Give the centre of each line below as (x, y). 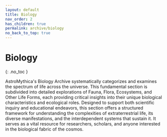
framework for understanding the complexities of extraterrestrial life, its (79, 113)
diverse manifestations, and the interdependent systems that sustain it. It (81, 118)
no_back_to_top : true (28, 33)
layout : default (22, 10)
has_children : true (26, 24)
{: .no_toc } (17, 71)
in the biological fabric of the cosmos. (45, 129)
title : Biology (21, 14)
